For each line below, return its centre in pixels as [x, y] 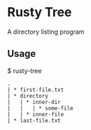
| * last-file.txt [34, 120]
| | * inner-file [36, 114]
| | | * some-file [40, 108]
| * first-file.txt [36, 90]
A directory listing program [46, 32]
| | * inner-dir [34, 102]
